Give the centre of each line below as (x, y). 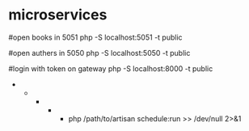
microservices (58, 15)
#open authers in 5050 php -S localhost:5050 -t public (99, 53)
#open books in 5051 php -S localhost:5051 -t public (96, 37)
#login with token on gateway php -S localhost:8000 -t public (111, 68)
